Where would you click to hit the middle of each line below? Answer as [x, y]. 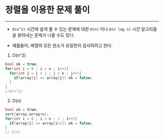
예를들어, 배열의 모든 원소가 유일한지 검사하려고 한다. [62, 45]
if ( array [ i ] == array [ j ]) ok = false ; [53, 78]
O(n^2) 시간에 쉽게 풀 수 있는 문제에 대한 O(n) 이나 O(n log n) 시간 [76, 29]
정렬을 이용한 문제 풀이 [48, 10]
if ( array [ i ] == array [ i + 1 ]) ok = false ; [51, 123]
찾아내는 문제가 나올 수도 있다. [46, 35]
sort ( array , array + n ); [27, 114]
